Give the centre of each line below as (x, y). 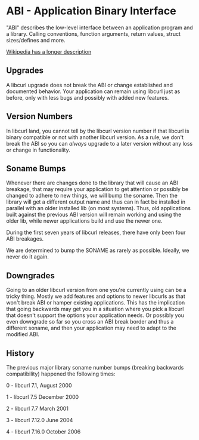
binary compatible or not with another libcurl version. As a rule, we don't (95, 137)
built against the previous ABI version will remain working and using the (94, 215)
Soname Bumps (36, 168)
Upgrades (25, 71)
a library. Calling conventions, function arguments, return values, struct (93, 33)
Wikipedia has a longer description (49, 51)
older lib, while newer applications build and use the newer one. (84, 221)
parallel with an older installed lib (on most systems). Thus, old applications (98, 208)
